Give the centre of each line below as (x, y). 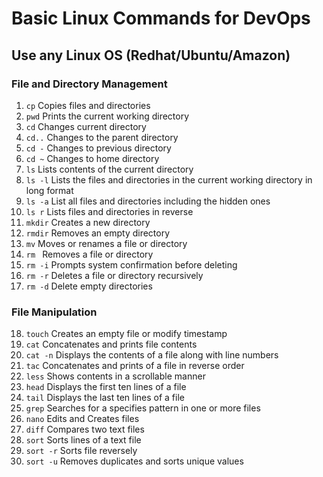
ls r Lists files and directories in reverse (109, 211)
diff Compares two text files (85, 429)
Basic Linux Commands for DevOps (161, 18)
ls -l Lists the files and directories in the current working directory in (169, 179)
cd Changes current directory (86, 126)
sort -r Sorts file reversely (81, 451)
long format (49, 190)
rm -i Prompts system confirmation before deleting (131, 264)
